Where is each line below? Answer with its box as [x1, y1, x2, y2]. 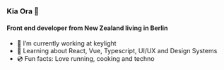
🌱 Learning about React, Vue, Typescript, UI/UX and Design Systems [16, 47, 218, 55]
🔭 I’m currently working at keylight [16, 39, 117, 48]
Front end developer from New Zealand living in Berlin [6, 24, 168, 32]
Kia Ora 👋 [6, 6, 40, 16]
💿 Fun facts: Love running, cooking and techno [16, 55, 155, 63]
